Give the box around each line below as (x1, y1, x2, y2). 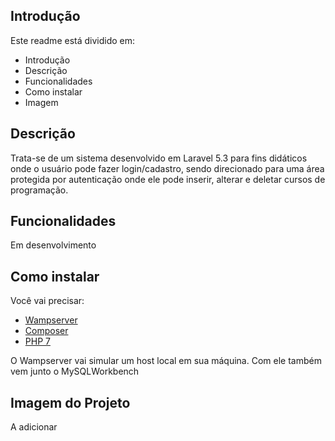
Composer (24, 325, 69, 337)
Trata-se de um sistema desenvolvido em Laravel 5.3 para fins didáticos (10, 152, 308, 164)
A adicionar (10, 421, 58, 433)
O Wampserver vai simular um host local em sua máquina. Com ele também (10, 355, 322, 367)
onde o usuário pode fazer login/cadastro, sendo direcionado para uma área (10, 162, 325, 174)
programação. (10, 184, 69, 196)
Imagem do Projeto (10, 394, 131, 411)
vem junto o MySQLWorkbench (10, 365, 140, 378)
